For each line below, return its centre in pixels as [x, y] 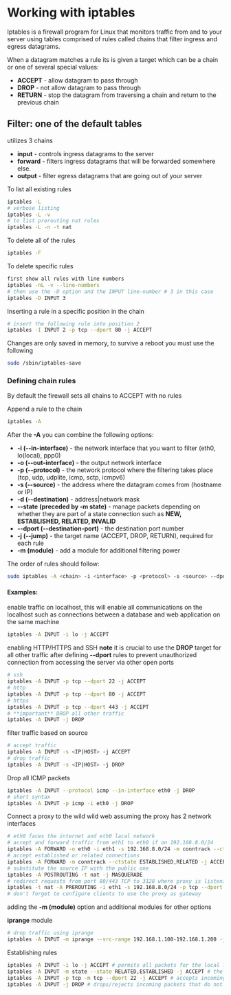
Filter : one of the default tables [75, 124]
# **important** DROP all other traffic [66, 714]
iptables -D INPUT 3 [37, 298]
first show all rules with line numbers [66, 279]
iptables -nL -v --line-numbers [53, 285]
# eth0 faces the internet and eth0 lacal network [81, 836]
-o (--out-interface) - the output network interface [89, 463]
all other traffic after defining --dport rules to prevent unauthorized [102, 655]
